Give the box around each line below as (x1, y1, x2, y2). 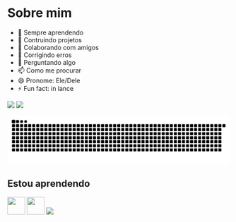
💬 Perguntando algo (17, 58, 76, 66)
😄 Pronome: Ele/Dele (17, 76, 81, 85)
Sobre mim (7, 5, 72, 21)
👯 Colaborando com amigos (17, 43, 99, 51)
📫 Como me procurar (17, 66, 82, 75)
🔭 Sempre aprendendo (17, 28, 83, 37)
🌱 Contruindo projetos (17, 35, 83, 44)
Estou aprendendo (7, 178, 90, 190)
